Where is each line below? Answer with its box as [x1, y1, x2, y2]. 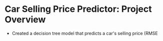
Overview [4, 14, 46, 25]
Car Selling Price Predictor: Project [4, 3, 152, 15]
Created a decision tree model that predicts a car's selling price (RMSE [11, 30, 158, 36]
